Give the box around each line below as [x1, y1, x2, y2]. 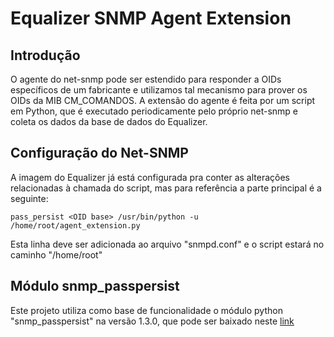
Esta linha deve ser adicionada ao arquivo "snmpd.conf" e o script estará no [10, 238, 325, 250]
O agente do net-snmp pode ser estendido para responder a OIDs [10, 73, 282, 85]
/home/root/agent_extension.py [10, 220, 141, 231]
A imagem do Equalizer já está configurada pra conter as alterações [10, 171, 291, 183]
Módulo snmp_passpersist [10, 278, 180, 295]
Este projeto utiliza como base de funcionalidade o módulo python [10, 304, 283, 316]
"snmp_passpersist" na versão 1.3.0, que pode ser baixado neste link [10, 315, 295, 327]
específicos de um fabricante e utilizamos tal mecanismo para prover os [10, 84, 308, 96]
